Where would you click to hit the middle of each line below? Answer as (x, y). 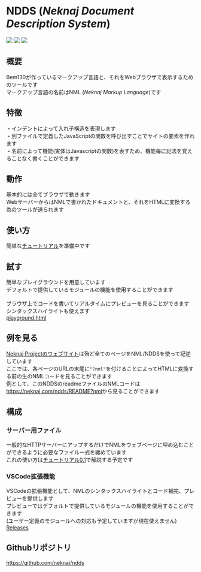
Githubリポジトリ (39, 548)
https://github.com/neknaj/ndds (45, 562)
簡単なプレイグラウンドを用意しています (56, 282)
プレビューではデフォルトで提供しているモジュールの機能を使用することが (98, 505)
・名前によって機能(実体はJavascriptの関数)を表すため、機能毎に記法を (94, 150)
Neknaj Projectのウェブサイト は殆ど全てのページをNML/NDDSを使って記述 (99, 353)
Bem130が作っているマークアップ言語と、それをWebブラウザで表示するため (100, 77)
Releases (17, 527)
